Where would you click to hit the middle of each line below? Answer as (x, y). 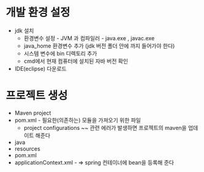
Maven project (33, 113)
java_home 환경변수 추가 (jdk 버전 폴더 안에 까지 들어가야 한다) (99, 46)
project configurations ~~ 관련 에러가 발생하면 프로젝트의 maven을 (105, 127)
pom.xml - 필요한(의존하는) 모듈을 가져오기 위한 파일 (78, 120)
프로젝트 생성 (37, 96)
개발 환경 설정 (38, 13)
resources (27, 149)
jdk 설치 (24, 30)
